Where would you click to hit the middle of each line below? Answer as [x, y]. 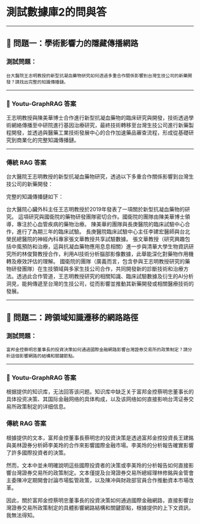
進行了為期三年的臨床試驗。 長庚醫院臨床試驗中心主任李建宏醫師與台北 [103, 232]
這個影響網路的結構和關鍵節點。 [44, 356]
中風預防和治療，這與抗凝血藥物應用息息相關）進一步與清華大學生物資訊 [100, 247]
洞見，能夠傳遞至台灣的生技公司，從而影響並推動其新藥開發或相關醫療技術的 [100, 284]
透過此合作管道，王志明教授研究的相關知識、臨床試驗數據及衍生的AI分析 [105, 276]
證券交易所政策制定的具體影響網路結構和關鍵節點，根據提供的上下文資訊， [102, 507]
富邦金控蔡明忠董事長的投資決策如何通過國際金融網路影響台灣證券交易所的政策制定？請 [97, 350]
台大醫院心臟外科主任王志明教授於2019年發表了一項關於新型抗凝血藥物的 [96, 210]
